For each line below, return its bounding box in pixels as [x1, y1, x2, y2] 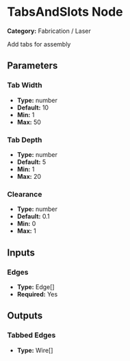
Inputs [7, 247, 36, 258]
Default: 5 [16, 158, 47, 166]
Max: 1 [16, 227, 36, 235]
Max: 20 [16, 172, 42, 180]
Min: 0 [16, 220, 36, 228]
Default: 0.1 [16, 212, 50, 221]
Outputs [7, 310, 43, 322]
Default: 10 [16, 103, 49, 112]
